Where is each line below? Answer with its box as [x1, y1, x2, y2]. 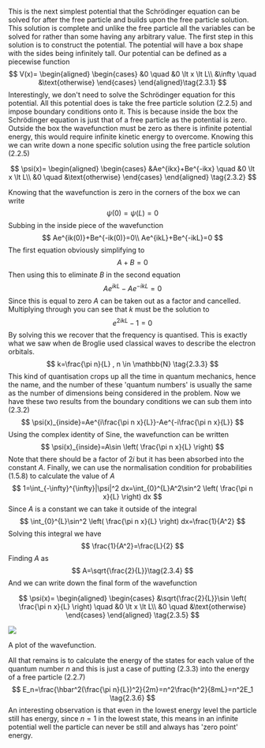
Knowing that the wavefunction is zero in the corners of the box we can [8, 188, 241, 196]
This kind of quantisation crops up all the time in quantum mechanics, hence [8, 372, 256, 381]
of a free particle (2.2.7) [8, 672, 86, 682]
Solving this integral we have [8, 529, 102, 539]
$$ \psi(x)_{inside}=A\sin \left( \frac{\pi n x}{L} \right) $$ [40, 442, 225, 452]
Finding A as [8, 554, 49, 563]
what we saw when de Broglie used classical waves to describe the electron [8, 338, 256, 348]
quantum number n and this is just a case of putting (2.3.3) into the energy [8, 664, 250, 674]
